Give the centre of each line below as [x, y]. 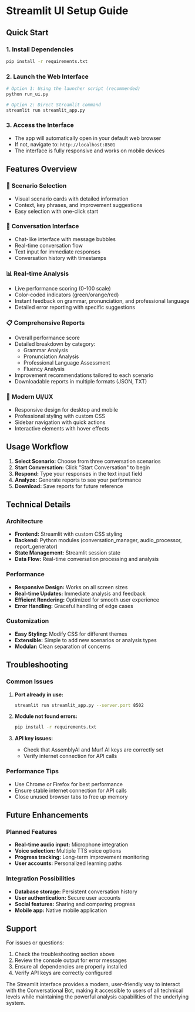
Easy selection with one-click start [56, 211]
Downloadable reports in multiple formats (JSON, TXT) [81, 382]
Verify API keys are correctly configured [63, 973]
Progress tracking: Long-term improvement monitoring [82, 857]
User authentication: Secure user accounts [68, 897]
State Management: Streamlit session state [67, 553]
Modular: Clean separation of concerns [63, 646]
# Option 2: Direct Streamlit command [53, 105]
